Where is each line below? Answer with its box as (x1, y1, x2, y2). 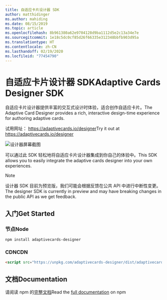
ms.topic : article (5, 26, 43, 31)
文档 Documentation (5, 275, 68, 284)
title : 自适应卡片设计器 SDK (5, 7, 60, 12)
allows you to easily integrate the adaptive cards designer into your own (5, 158, 153, 164)
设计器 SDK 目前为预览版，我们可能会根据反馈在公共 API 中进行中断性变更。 (5, 183, 161, 189)
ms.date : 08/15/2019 (5, 21, 48, 26)
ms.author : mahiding (5, 16, 48, 21)
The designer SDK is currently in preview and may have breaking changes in (5, 189, 162, 195)
